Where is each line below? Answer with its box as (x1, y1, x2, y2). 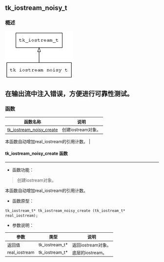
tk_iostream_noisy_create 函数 (5, 150, 68, 156)
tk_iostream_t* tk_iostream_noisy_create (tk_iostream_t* (5, 208, 125, 213)
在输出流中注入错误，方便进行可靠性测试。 (5, 90, 133, 98)
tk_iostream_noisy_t (5, 4, 67, 12)
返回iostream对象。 (72, 242, 111, 248)
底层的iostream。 (72, 249, 107, 255)
